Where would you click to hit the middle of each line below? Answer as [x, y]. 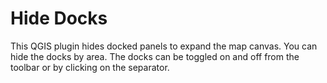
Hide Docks [59, 18]
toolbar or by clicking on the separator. [90, 67]
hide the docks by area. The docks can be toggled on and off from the [155, 56]
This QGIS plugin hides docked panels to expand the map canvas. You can [164, 46]
